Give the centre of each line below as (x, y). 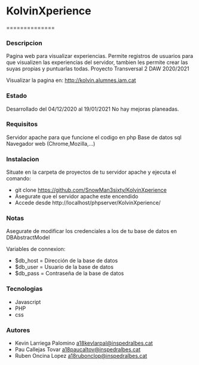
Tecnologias (25, 289)
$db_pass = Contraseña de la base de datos (69, 274)
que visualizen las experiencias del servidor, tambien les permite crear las (97, 62)
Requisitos (22, 124)
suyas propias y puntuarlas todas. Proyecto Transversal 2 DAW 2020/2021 (98, 69)
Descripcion (25, 43)
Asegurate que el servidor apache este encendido (76, 197)
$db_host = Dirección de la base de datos (66, 260)
